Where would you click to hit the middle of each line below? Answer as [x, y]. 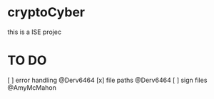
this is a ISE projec [35, 32]
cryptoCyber [46, 12]
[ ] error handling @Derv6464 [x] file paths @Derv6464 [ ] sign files [107, 80]
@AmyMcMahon [32, 87]
